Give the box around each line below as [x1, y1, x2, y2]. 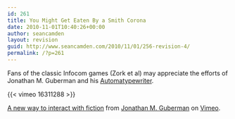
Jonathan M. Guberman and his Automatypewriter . [7, 76, 154, 84]
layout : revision [7, 37, 58, 44]
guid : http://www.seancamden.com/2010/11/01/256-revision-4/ [7, 43, 191, 50]
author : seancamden [7, 30, 65, 37]
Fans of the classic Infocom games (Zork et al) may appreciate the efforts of [7, 68, 229, 77]
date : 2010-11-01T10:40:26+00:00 [7, 23, 106, 30]
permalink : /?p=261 [7, 50, 65, 57]
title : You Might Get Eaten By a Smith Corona [7, 17, 146, 24]
